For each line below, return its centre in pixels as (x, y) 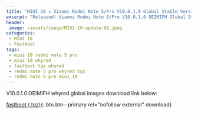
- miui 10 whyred (30, 60)
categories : (21, 33)
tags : (13, 50)
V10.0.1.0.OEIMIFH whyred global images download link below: (82, 94)
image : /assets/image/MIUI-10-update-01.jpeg (65, 28)
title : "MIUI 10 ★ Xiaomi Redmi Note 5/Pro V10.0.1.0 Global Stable (92, 11)
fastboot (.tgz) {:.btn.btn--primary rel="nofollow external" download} (89, 105)
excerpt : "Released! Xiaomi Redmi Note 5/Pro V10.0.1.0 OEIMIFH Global (96, 17)
